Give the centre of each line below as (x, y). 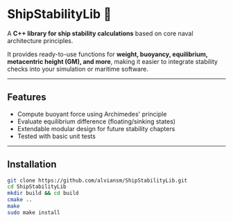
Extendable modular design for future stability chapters (96, 128)
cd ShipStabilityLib (37, 187)
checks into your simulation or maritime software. (78, 69)
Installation (32, 165)
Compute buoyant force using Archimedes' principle (92, 114)
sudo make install (34, 212)
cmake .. (20, 200)
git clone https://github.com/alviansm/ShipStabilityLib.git (97, 180)
